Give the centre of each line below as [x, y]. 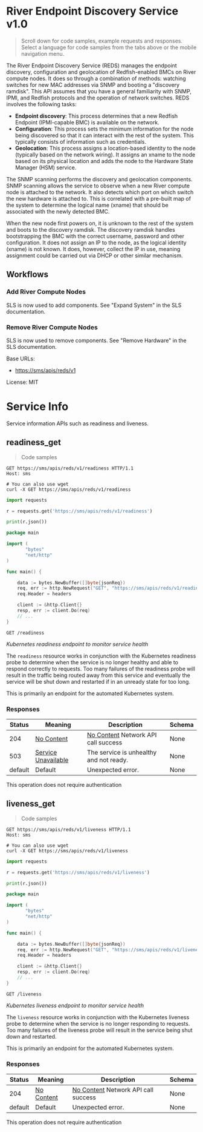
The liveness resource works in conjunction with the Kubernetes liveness [98, 1017]
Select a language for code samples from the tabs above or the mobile [109, 47]
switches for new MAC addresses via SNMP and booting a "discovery [93, 85]
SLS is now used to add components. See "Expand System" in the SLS [94, 305]
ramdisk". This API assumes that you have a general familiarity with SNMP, [99, 91]
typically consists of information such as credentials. [81, 141]
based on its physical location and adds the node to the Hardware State [104, 161]
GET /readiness [25, 633]
